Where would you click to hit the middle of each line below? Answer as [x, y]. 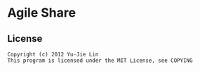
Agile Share [41, 13]
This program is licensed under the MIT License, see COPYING [100, 61]
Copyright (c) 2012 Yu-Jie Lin [53, 54]
